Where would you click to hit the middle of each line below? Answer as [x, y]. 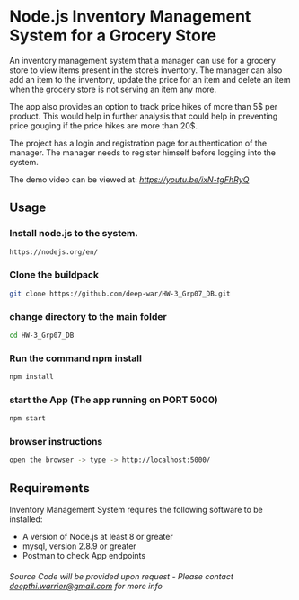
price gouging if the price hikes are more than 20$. [104, 125]
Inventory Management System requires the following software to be [136, 510]
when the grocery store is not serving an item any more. [113, 89]
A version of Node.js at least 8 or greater [97, 537]
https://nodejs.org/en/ [54, 252]
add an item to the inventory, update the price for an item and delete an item [150, 79]
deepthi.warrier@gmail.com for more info [86, 586]
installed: [26, 519]
